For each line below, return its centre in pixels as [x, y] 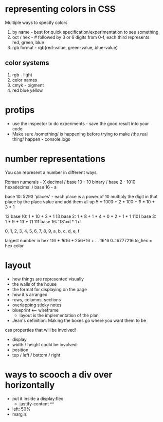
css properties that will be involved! [41, 330]
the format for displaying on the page [49, 289]
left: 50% [21, 409]
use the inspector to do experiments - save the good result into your [81, 124]
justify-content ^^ [37, 403]
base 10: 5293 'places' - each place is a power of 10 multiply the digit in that [81, 196]
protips [20, 110]
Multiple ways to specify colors [36, 22]
